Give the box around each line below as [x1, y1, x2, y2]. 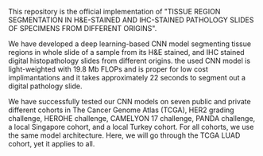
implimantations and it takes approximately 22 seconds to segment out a [8, 73, 246, 82]
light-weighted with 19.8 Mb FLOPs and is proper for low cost [8, 64, 208, 74]
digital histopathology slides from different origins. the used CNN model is [8, 56, 251, 65]
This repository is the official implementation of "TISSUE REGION [8, 7, 221, 16]
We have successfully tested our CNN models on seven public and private [8, 97, 252, 106]
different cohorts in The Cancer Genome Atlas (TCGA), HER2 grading [8, 105, 234, 115]
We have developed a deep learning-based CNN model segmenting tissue [8, 39, 252, 49]
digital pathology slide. [8, 81, 83, 91]
